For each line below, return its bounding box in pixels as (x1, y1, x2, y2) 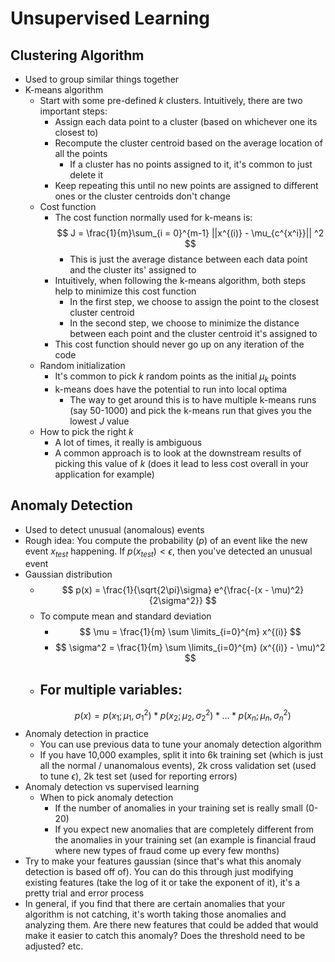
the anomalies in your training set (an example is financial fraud (54, 833, 317, 846)
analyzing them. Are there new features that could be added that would (24, 918, 319, 931)
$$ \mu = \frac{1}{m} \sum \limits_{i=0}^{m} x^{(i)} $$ (79, 626, 302, 638)
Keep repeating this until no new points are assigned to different (54, 180, 319, 191)
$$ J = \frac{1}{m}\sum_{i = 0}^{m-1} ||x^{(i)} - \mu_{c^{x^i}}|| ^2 (56, 227, 325, 239)
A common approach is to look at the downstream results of (54, 447, 302, 459)
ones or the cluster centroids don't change (54, 190, 231, 202)
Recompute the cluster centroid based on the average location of (54, 137, 323, 149)
